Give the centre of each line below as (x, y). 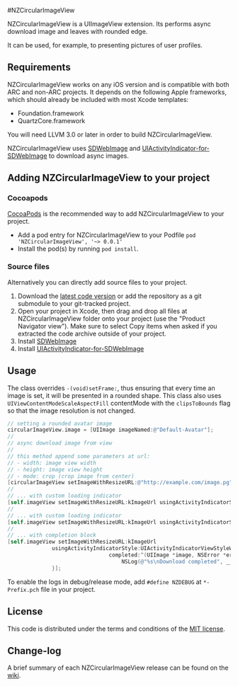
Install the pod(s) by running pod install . (78, 248)
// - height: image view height (55, 469)
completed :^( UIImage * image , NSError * (168, 555)
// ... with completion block (52, 535)
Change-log (34, 651)
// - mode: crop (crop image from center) (71, 476)
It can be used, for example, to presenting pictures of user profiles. (105, 45)
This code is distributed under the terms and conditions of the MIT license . (116, 629)
